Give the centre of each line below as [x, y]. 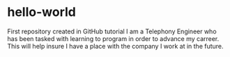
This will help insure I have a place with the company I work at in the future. [116, 46]
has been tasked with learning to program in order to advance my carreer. [113, 38]
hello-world [42, 12]
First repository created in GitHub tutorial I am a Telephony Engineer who [112, 31]
